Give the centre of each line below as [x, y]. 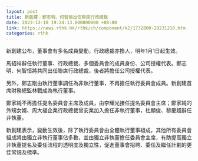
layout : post [22, 11]
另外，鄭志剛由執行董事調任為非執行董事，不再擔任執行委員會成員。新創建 [96, 83]
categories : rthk [27, 33]
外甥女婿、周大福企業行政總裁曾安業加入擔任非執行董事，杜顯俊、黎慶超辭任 [99, 110]
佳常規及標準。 [24, 152]
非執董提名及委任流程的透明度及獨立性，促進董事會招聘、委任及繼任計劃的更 [99, 145]
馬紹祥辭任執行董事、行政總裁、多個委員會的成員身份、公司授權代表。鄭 [94, 63]
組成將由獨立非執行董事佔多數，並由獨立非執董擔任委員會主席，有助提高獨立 [99, 137]
